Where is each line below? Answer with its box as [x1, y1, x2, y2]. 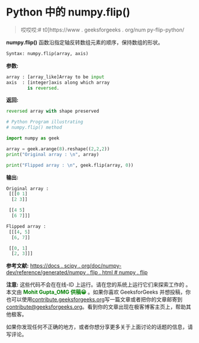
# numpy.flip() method [6, 125, 62, 131]
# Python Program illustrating [6, 119, 84, 125]
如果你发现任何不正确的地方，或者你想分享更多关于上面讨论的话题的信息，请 [6, 323, 193, 331]
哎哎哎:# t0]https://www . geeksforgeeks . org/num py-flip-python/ [20, 26, 185, 33]
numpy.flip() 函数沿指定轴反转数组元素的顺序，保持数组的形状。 [6, 39, 163, 46]
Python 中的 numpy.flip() [6, 5, 130, 19]
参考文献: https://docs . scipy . [6, 262, 81, 269]
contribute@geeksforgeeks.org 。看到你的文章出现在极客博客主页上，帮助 [6, 303, 187, 310]
